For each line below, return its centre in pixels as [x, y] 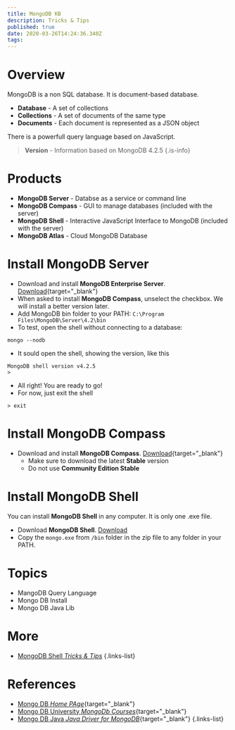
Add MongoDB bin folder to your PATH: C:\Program [91, 314]
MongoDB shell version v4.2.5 [52, 366]
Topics [27, 573]
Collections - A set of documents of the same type [91, 116]
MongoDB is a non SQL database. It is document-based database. [103, 94]
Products [34, 179]
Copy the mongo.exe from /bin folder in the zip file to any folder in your [119, 537]
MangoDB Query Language [57, 593]
